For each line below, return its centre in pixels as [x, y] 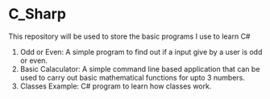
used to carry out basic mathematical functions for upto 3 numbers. [133, 77]
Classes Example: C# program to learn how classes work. [116, 86]
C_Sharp [37, 14]
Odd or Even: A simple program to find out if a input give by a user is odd [141, 52]
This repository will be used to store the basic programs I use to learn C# [129, 36]
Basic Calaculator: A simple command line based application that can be [140, 68]
